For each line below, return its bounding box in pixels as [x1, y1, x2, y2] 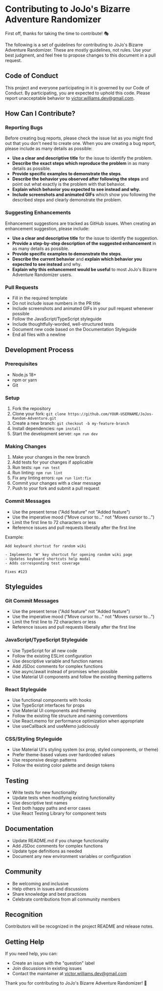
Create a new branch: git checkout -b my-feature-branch [12, 420, 130, 426]
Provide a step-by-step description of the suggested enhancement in [12, 240, 157, 246]
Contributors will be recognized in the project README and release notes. [5, 923, 154, 929]
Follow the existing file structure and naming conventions [12, 713, 128, 718]
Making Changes [5, 443, 47, 450]
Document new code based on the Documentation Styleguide [12, 327, 137, 332]
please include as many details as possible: [5, 146, 93, 152]
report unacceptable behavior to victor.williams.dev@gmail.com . [5, 95, 135, 101]
